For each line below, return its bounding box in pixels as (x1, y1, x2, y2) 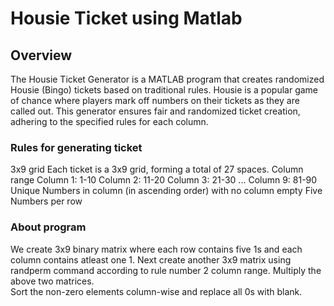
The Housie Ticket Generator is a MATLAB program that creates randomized (10, 73, 325, 85)
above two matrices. (10, 275, 95, 287)
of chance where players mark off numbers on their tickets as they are (10, 95, 300, 106)
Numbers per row (10, 195, 83, 207)
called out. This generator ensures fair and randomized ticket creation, (10, 105, 301, 117)
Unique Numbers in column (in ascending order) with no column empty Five (10, 185, 323, 197)
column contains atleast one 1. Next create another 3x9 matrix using (10, 253, 292, 266)
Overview (10, 47, 73, 64)
